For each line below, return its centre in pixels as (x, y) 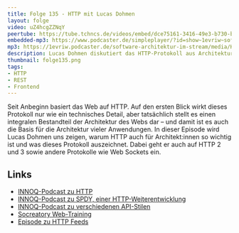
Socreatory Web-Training (55, 215)
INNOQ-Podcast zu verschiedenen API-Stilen (84, 207)
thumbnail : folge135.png (44, 60)
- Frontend (23, 87)
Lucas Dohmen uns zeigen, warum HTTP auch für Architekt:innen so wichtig (119, 137)
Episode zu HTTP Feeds (53, 222)
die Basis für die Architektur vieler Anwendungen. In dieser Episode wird (113, 129)
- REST (17, 80)
